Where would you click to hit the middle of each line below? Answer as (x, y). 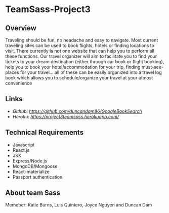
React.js (21, 150)
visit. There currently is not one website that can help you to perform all (80, 51)
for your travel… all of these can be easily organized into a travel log (91, 72)
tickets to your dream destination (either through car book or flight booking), (85, 61)
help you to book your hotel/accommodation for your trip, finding (73, 67)
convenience (19, 83)
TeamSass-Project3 (48, 9)
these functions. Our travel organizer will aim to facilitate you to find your (81, 56)
